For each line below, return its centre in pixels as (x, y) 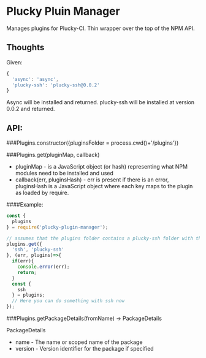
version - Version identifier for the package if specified (85, 349)
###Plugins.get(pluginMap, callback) (53, 155)
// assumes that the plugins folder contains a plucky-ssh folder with (100, 238)
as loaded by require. (42, 193)
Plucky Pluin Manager (63, 11)
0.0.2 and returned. (31, 109)
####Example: (25, 205)
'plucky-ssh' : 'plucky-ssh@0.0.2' (56, 85)
